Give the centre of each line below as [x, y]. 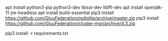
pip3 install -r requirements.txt [37, 33]
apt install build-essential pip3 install [76, 13]
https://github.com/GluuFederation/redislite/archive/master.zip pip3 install [82, 18]
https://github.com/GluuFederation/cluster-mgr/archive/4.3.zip [70, 23]
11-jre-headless [21, 13]
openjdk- [153, 7]
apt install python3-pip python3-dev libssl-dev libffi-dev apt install [74, 7]
